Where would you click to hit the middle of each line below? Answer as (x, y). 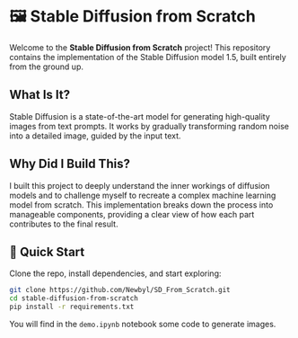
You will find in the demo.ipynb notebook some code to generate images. (143, 324)
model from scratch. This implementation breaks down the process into (141, 205)
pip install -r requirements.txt (72, 307)
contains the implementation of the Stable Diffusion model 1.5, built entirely (148, 57)
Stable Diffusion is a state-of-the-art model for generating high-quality (140, 116)
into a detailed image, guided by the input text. (95, 136)
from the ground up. (46, 67)
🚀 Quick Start (47, 252)
